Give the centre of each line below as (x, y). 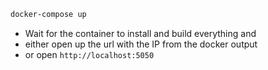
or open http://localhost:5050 (89, 54)
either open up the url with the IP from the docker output (141, 44)
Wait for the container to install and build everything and (140, 33)
